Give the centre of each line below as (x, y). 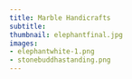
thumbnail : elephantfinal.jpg (66, 35)
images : (24, 43)
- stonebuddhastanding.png (60, 60)
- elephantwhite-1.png (52, 52)
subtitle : (28, 26)
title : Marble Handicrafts (60, 18)
